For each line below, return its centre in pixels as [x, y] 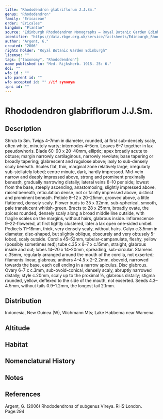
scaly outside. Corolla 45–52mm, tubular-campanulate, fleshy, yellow [88, 239]
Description [23, 129]
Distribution [24, 301]
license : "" [17, 55]
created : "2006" [21, 46]
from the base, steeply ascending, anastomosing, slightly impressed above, [81, 187]
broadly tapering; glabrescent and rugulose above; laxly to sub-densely [77, 161]
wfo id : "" [17, 73]
